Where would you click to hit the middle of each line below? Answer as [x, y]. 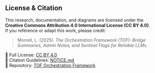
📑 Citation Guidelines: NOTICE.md [40, 60]
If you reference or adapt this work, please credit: [56, 30]
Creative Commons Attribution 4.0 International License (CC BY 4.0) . [77, 25]
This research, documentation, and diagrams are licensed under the [74, 20]
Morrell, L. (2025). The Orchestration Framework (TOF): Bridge [81, 40]
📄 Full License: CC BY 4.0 [31, 55]
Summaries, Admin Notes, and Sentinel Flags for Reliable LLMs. [82, 45]
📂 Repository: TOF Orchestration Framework [50, 65]
